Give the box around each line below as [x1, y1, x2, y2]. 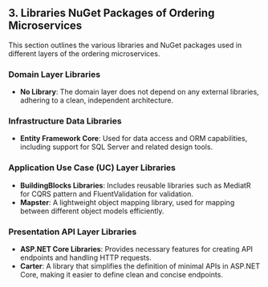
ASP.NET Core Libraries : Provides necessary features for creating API [19, 245, 254, 253]
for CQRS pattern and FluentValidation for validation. [19, 188, 194, 199]
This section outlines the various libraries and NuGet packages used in [8, 40, 242, 50]
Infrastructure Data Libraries [8, 115, 122, 127]
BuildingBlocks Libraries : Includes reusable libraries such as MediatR [19, 180, 251, 190]
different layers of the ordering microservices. [8, 48, 160, 59]
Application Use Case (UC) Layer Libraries [8, 162, 177, 173]
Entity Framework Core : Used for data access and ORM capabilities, [19, 134, 248, 143]
